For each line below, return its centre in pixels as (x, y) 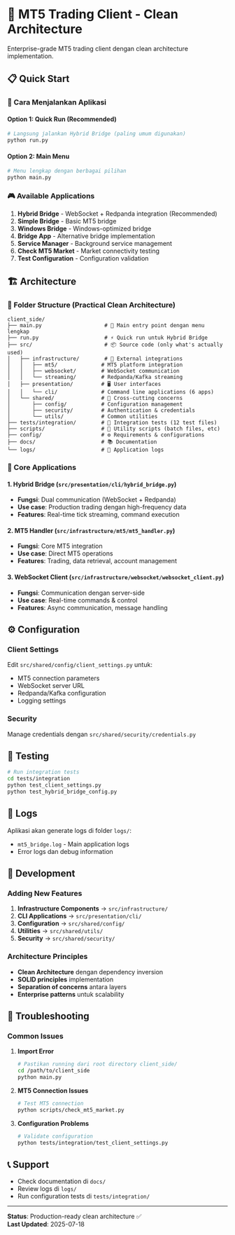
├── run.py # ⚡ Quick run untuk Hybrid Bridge (108, 338)
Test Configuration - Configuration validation (83, 258)
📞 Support (28, 1165)
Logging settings (42, 701)
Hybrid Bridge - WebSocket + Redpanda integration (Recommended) (117, 214)
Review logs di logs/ (47, 1189)
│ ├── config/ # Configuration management (95, 405)
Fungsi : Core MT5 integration (60, 546)
